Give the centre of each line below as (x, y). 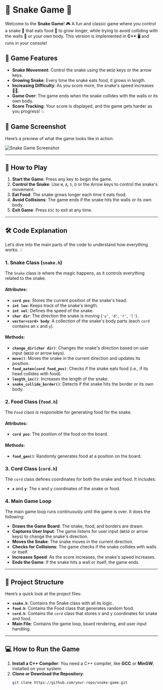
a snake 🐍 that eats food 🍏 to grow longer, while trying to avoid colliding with (81, 31)
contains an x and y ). (33, 326)
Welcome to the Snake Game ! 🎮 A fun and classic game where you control (81, 23)
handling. (21, 629)
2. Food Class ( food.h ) (32, 401)
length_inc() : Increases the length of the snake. (60, 379)
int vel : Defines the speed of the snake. (53, 310)
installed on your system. (37, 668)
